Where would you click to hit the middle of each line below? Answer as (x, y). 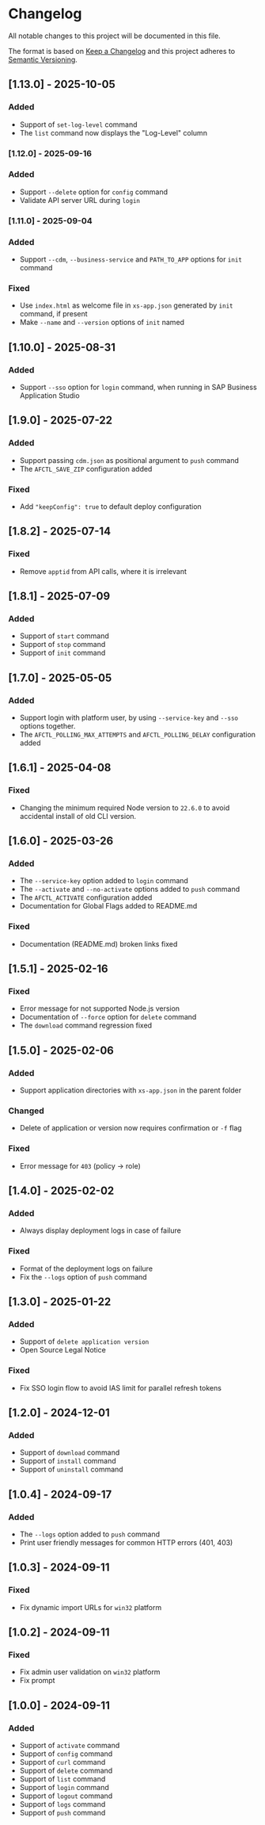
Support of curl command (62, 1762)
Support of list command (62, 1779)
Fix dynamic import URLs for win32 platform (91, 1607)
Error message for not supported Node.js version (100, 1008)
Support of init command (62, 653)
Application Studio (50, 396)
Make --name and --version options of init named (102, 323)
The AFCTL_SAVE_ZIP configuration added (86, 469)
